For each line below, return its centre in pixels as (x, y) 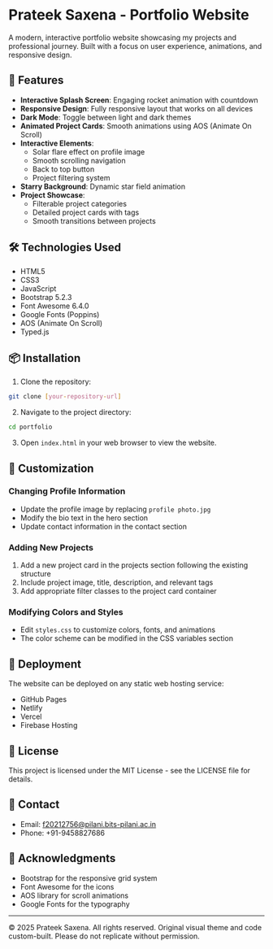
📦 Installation (45, 358)
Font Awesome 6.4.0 (54, 306)
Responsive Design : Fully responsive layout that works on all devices (136, 108)
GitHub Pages (43, 699)
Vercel (31, 716)
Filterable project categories (80, 203)
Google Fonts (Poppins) (60, 314)
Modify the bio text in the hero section (84, 517)
